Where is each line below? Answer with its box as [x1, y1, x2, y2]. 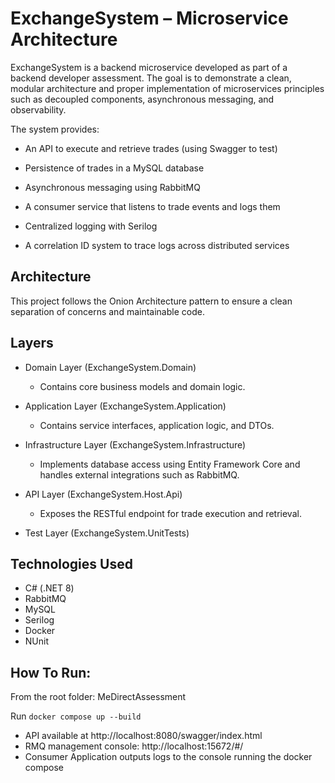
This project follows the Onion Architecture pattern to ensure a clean [10, 295, 293, 307]
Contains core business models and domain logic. [39, 380, 246, 392]
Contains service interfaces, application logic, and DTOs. [39, 419, 275, 431]
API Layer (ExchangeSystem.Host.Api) [24, 488, 183, 500]
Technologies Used [10, 555, 133, 572]
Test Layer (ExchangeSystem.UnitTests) [24, 527, 190, 539]
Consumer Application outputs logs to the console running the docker [24, 751, 313, 763]
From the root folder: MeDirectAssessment [10, 691, 187, 703]
